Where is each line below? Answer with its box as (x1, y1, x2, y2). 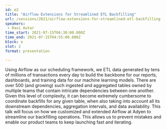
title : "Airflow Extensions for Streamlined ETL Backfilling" (5, 12, 136, 17)
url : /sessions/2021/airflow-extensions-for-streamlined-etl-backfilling (5, 16, 161, 21)
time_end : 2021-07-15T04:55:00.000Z (5, 35, 81, 40)
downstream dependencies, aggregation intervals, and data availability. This (5, 103, 161, 109)
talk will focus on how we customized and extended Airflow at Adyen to (5, 108, 151, 114)
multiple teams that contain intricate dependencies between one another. (5, 87, 155, 93)
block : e (5, 40, 23, 44)
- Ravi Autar (7, 26, 35, 31)
